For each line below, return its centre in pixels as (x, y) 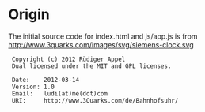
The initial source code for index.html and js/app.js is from (103, 36)
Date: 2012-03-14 (46, 80)
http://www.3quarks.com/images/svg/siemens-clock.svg (101, 44)
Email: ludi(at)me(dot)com (60, 93)
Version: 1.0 (33, 87)
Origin (29, 15)
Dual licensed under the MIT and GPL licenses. (91, 66)
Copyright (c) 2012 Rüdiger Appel (68, 59)
